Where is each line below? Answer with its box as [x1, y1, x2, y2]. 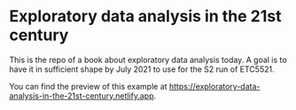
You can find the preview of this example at [9, 81, 167, 91]
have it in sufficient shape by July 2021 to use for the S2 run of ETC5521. [9, 64, 275, 75]
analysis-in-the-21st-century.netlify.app [9, 90, 154, 101]
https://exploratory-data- [168, 81, 261, 91]
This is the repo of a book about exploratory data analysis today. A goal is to [9, 54, 287, 65]
